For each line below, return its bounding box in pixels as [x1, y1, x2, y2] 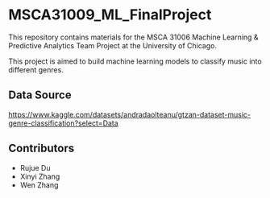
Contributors [8, 142, 75, 155]
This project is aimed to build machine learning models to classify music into [8, 56, 262, 66]
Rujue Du [19, 163, 51, 172]
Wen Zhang [19, 179, 59, 190]
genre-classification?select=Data [8, 118, 118, 128]
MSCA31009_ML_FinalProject [8, 6, 212, 24]
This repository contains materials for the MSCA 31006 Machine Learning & [8, 32, 260, 42]
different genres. [8, 64, 64, 74]
